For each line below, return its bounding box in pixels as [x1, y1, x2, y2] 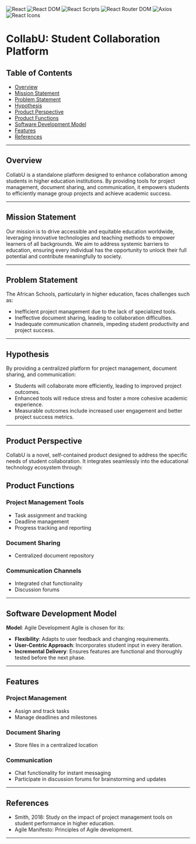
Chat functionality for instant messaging [14, 770, 111, 777]
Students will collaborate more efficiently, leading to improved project [14, 382, 182, 389]
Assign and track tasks [14, 707, 70, 714]
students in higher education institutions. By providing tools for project [6, 177, 176, 184]
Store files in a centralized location [14, 742, 98, 749]
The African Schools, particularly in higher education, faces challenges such [6, 290, 190, 298]
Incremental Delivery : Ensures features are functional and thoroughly [14, 648, 183, 655]
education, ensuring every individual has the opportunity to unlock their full [6, 246, 187, 253]
